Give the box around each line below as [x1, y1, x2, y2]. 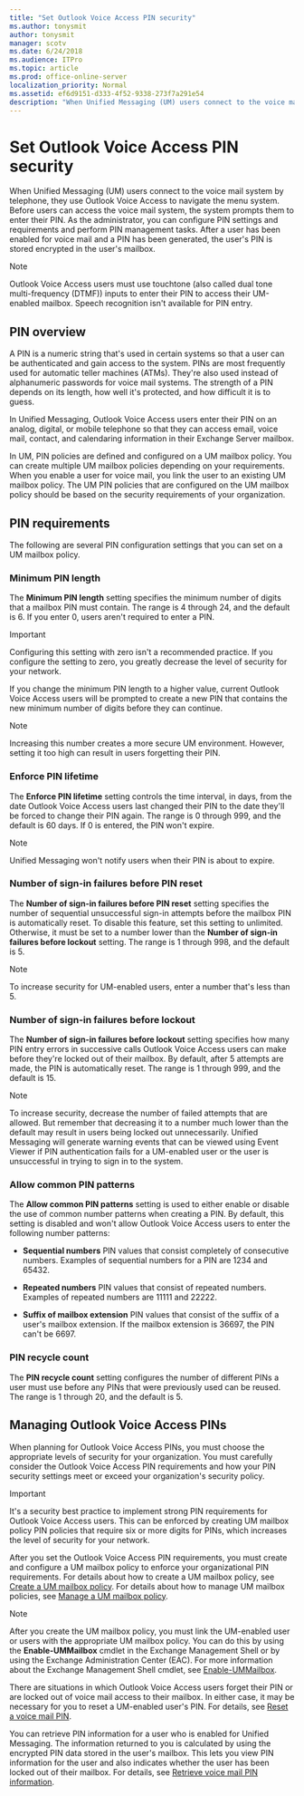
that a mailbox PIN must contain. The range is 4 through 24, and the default [9, 602, 290, 613]
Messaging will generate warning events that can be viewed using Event [9, 1136, 279, 1147]
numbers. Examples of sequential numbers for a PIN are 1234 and [22, 1255, 269, 1266]
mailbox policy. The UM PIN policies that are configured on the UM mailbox [9, 479, 290, 490]
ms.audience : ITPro [9, 55, 83, 64]
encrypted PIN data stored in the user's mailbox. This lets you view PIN [9, 1747, 274, 1758]
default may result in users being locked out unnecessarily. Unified [9, 1127, 259, 1138]
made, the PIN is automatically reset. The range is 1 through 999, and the [9, 1063, 281, 1074]
